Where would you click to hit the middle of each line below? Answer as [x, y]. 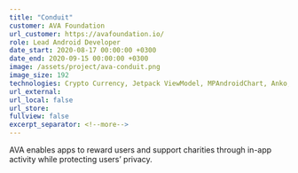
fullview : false [39, 116]
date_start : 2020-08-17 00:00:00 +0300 [83, 51]
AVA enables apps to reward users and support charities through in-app [141, 150]
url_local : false [41, 100]
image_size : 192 [39, 75]
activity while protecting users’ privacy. [81, 159]
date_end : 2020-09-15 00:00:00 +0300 [79, 59]
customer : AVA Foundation [57, 26]
